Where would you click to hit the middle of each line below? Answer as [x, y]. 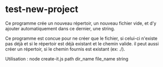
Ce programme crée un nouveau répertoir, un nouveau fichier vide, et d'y [81, 23]
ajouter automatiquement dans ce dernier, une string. [60, 28]
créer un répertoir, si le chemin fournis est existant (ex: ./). [65, 49]
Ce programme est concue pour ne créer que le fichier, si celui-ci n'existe [81, 38]
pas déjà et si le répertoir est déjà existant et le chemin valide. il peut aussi [82, 43]
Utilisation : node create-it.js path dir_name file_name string [67, 58]
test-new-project [42, 9]
